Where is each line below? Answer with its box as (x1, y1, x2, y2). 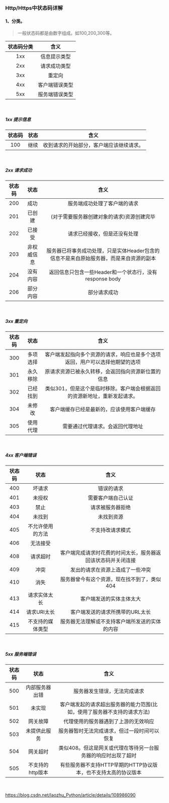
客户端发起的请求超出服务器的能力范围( (60, 701, 153, 708)
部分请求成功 (88, 289, 118, 296)
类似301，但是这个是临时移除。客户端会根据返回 (45, 385, 161, 392)
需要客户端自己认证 (88, 494, 134, 501)
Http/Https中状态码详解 (5, 4, 63, 11)
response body (85, 275, 121, 282)
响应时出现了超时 (96, 752, 137, 759)
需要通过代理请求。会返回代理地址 (62, 423, 143, 430)
